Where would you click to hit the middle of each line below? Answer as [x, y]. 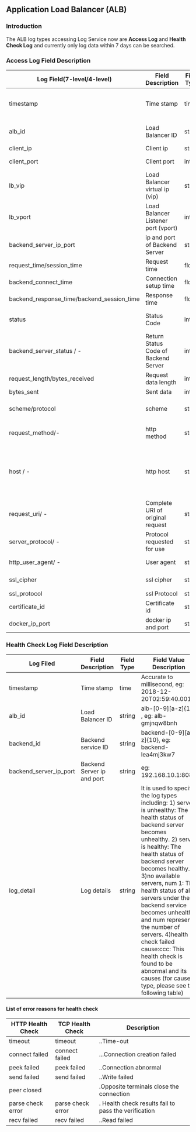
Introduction [24, 26]
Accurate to [157, 677]
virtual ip [157, 189]
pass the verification [127, 1111]
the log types [159, 796]
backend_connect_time [41, 282]
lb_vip [17, 185]
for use [155, 549]
